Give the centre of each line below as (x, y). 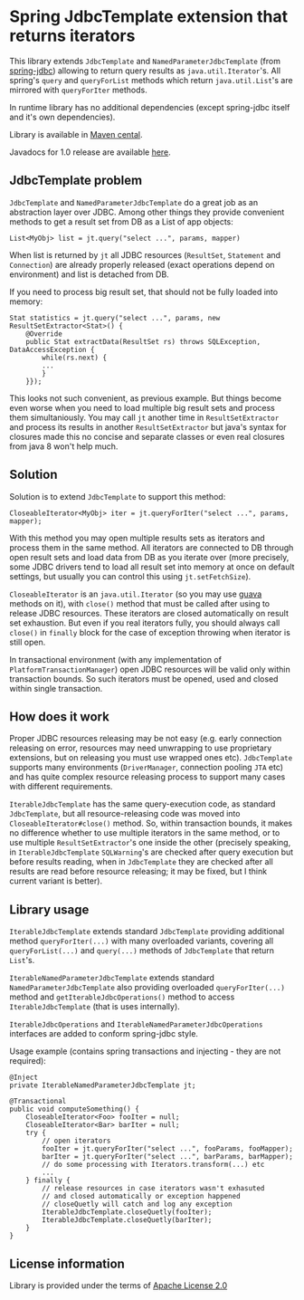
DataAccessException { (52, 349)
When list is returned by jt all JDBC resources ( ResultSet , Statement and (145, 254)
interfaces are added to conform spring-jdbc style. (104, 1034)
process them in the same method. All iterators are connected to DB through (152, 547)
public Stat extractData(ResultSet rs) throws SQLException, (143, 341)
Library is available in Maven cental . (76, 134)
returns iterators (72, 36)
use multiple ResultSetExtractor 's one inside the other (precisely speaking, (150, 843)
